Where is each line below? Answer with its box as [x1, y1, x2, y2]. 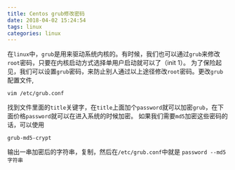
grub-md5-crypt [7, 134, 52, 142]
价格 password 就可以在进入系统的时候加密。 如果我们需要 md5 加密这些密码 [13, 112, 222, 120]
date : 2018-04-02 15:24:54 [7, 17, 86, 24]
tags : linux [7, 23, 42, 30]
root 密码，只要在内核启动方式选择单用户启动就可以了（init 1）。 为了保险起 [7, 59, 222, 67]
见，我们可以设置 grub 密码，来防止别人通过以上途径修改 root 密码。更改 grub [7, 67, 223, 76]
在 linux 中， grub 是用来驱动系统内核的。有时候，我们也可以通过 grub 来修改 [7, 50, 221, 58]
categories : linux [7, 29, 61, 37]
